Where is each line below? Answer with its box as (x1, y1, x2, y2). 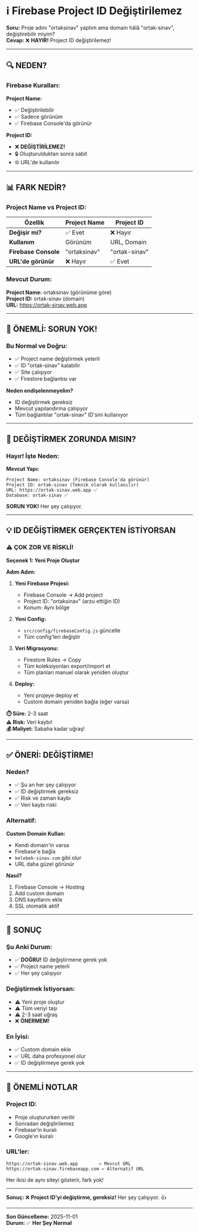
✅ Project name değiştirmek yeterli (14, 355, 100, 362)
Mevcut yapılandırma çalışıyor (14, 405, 88, 412)
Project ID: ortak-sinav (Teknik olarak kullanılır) (6, 482, 139, 488)
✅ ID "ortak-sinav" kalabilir (14, 362, 81, 369)
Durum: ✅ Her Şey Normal (6, 1219, 72, 1226)
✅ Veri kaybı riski (14, 801, 57, 808)
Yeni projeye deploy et (23, 692, 79, 699)
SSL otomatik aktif (14, 902, 60, 909)
